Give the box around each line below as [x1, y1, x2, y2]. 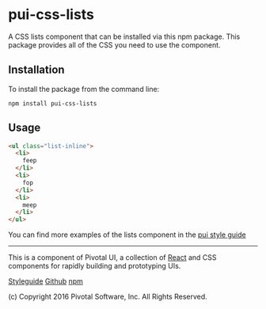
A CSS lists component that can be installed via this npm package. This [8, 32, 241, 41]
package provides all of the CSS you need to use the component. [8, 40, 221, 49]
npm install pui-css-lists [8, 99, 97, 108]
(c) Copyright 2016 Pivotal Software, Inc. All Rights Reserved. [8, 292, 207, 302]
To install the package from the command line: [8, 84, 160, 93]
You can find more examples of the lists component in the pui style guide [8, 230, 247, 239]
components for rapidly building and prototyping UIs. [8, 261, 181, 271]
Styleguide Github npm [8, 277, 83, 286]
